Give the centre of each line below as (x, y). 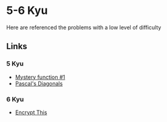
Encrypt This (31, 112)
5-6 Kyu (27, 11)
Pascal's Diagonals (39, 83)
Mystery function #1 (40, 77)
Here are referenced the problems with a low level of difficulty (84, 27)
